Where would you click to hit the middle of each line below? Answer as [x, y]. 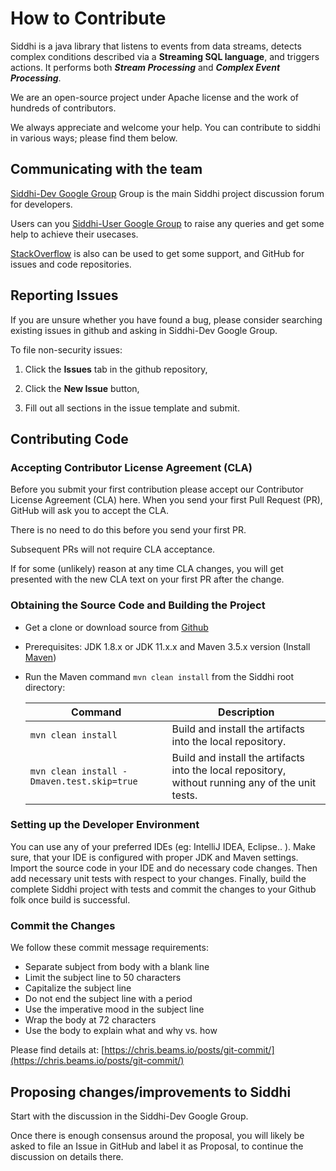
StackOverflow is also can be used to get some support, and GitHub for [157, 253]
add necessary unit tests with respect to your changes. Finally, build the [158, 878]
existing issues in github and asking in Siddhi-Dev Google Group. [144, 330]
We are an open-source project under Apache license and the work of [155, 97]
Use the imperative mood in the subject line [114, 1009]
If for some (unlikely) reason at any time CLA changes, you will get [147, 569]
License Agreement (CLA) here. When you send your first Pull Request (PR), [166, 500]
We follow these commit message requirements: [109, 948]
